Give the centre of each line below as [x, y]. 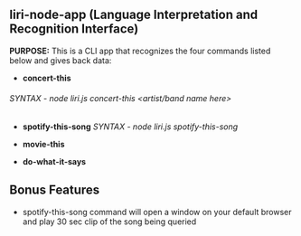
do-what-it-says [54, 162]
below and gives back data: [61, 60]
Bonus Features [55, 190]
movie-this [43, 145]
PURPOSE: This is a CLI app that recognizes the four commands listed [140, 51]
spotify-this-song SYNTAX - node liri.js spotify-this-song [130, 127]
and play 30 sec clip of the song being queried [109, 222]
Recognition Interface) [74, 29]
